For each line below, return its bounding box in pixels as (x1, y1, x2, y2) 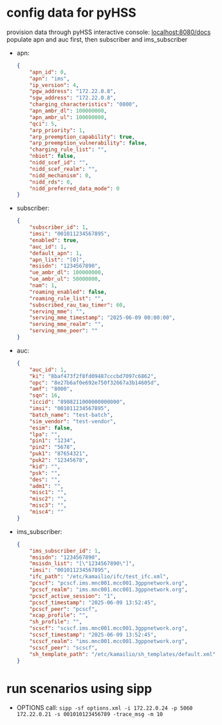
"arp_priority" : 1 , (29, 127, 86, 133)
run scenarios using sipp (6, 681, 153, 697)
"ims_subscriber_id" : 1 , (29, 547, 101, 554)
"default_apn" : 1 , (29, 250, 83, 256)
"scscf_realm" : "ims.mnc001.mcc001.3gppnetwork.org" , (29, 637, 188, 644)
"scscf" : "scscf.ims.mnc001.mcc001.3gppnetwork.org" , (29, 625, 188, 632)
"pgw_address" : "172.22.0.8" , (29, 88, 117, 95)
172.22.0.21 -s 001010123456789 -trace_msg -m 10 (16, 711, 164, 718)
